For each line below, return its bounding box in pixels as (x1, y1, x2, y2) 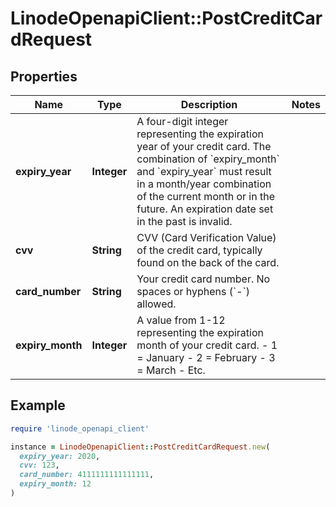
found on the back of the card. (136, 256, 280, 269)
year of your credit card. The (136, 140, 272, 153)
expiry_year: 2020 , (19, 451, 101, 461)
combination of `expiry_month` (136, 152, 280, 166)
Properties (10, 68, 78, 85)
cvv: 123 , (19, 460, 60, 471)
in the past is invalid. (136, 215, 233, 228)
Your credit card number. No (136, 272, 271, 286)
